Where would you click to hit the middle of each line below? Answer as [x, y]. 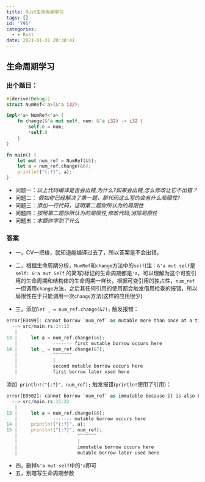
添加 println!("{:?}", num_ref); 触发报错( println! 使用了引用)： [89, 384]
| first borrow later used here [72, 372]
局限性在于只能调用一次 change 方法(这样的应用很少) [79, 296]
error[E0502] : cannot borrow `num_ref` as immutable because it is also [101, 396]
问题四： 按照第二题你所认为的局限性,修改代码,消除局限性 [86, 213]
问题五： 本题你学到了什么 [47, 221]
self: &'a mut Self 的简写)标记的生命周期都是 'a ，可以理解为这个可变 [103, 273]
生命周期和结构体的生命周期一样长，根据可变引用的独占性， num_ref [110, 281]
